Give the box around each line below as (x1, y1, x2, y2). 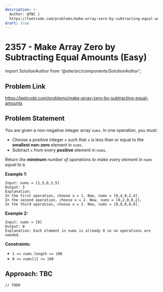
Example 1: (5, 171, 28, 177)
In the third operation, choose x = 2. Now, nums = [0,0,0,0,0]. (5, 201, 140, 207)
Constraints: (5, 241, 31, 247)
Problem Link (5, 82, 46, 91)
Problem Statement (5, 114, 65, 123)
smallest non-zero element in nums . (12, 142, 83, 147)
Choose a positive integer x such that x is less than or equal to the (12, 137, 144, 143)
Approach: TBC (5, 270, 53, 278)
